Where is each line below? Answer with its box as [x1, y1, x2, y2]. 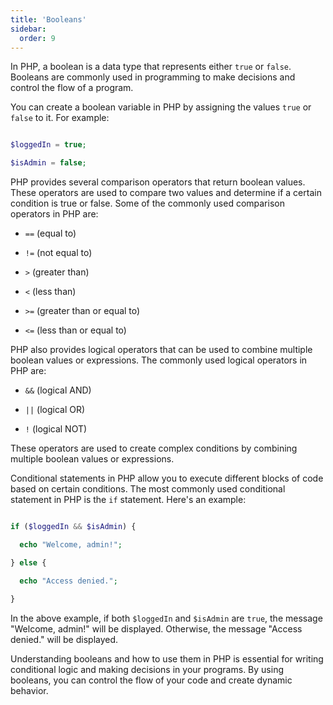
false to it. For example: [10, 112, 110, 124]
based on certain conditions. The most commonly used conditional [10, 483, 286, 495]
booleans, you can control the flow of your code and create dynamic [10, 674, 293, 686]
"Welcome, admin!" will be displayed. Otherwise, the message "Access [10, 622, 303, 635]
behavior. [10, 684, 49, 696]
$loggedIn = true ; [10, 140, 87, 150]
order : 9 [19, 33, 56, 43]
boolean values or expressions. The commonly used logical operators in [10, 354, 308, 366]
